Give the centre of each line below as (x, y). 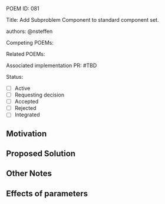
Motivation (27, 134)
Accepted (27, 102)
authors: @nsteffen (29, 31)
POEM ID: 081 (23, 9)
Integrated (27, 115)
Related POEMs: (26, 54)
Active (22, 88)
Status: (15, 77)
